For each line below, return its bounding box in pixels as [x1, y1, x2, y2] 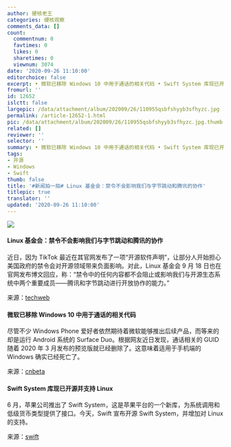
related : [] [7, 125, 41, 132]
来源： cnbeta [7, 367, 45, 376]
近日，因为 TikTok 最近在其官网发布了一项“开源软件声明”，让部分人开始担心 [7, 253, 221, 262]
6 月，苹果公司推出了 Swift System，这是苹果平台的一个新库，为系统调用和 [7, 401, 220, 409]
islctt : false [7, 100, 48, 106]
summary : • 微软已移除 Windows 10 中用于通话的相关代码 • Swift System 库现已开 [7, 144, 225, 151]
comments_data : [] [7, 23, 60, 30]
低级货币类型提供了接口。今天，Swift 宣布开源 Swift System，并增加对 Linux [7, 409, 223, 417]
